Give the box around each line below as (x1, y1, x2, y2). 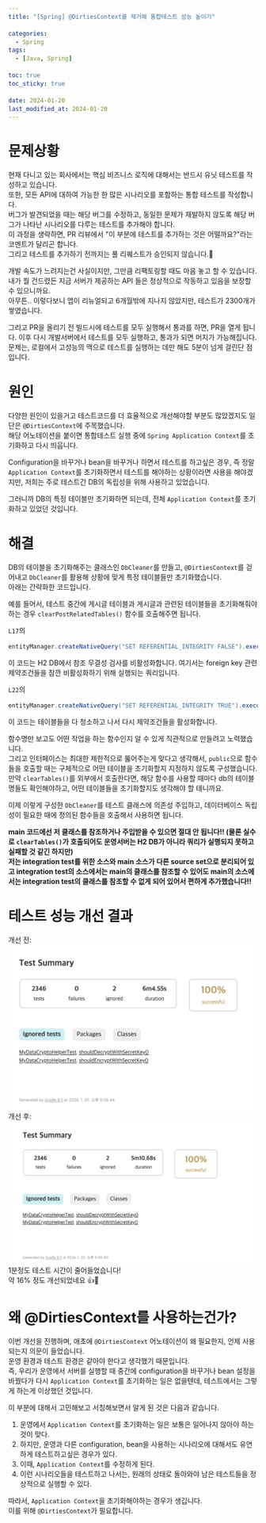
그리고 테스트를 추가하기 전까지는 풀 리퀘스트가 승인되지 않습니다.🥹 (8, 250, 214, 259)
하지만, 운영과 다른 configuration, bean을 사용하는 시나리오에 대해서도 (19, 1439, 238, 1448)
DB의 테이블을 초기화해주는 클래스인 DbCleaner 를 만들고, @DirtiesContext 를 (8, 563, 245, 572)
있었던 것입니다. (28, 504, 78, 514)
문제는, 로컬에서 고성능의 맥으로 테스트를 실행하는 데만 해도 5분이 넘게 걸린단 (8, 342, 245, 352)
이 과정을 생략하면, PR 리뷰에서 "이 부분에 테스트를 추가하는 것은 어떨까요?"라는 (8, 230, 253, 239)
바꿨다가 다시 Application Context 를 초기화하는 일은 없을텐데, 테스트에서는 (8, 1376, 243, 1385)
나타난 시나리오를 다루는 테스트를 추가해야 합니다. (22, 220, 176, 229)
